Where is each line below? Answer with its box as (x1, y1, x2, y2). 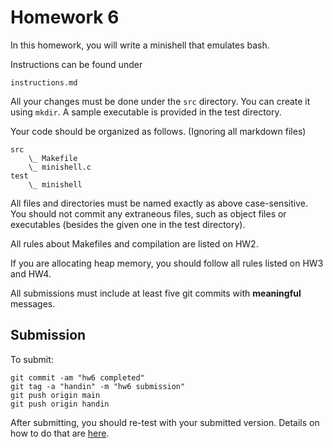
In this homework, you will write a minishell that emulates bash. (10, 39, 270, 51)
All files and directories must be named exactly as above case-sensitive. (10, 197, 308, 209)
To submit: (10, 353, 54, 365)
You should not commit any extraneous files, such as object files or (10, 207, 287, 220)
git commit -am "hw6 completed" (10, 372, 145, 383)
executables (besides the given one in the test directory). (10, 218, 246, 230)
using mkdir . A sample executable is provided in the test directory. (10, 106, 282, 118)
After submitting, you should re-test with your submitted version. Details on (10, 416, 320, 428)
